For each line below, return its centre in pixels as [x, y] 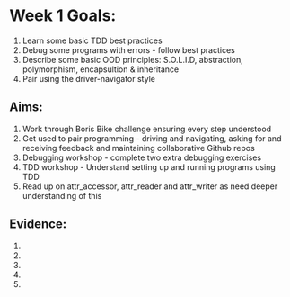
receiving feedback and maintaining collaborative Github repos [139, 148]
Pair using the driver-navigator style [88, 78]
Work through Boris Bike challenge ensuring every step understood [147, 129]
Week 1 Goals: [63, 16]
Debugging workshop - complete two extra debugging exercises [142, 157]
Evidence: [38, 225]
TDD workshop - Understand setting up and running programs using [149, 166]
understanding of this [62, 195]
